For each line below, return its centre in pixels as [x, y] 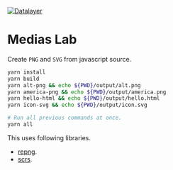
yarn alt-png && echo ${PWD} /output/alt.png [74, 85]
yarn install [27, 72]
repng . [27, 152]
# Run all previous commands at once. [65, 118]
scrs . [25, 159]
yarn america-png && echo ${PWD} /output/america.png [87, 92]
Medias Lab [42, 40]
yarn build [23, 79]
